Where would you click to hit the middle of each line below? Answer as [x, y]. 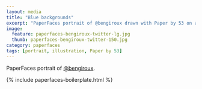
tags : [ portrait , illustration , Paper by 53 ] [64, 51]
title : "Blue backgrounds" [40, 17]
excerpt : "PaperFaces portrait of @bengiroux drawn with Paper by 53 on [99, 23]
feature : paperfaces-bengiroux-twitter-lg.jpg [71, 34]
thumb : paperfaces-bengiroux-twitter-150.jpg [70, 40]
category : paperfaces [33, 46]
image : [14, 29]
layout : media [24, 12]
